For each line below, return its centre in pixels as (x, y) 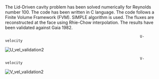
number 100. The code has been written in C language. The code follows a (80, 12)
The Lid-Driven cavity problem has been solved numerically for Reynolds (78, 7)
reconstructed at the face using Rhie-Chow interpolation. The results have (79, 22)
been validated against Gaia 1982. (39, 28)
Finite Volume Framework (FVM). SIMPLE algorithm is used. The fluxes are (79, 17)
